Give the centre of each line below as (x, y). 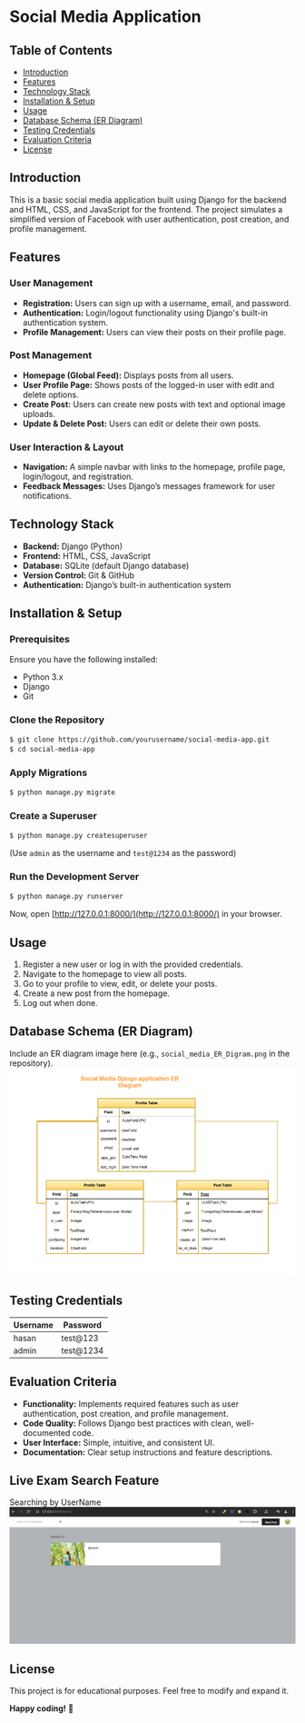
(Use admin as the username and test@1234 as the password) (123, 852)
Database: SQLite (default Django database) (106, 565)
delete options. (50, 394)
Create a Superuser (53, 815)
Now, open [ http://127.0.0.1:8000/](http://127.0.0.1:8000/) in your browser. (146, 914)
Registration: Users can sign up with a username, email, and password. (157, 303)
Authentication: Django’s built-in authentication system (127, 584)
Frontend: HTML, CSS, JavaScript (87, 555)
